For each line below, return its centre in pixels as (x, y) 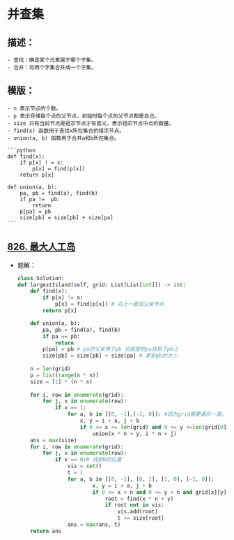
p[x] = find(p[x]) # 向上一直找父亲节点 (109, 305)
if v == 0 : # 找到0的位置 (88, 460)
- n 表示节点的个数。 (34, 108)
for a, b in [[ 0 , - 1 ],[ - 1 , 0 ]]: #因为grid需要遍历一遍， (147, 414)
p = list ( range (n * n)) (64, 375)
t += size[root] (141, 518)
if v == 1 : (71, 408)
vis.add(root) (138, 512)
